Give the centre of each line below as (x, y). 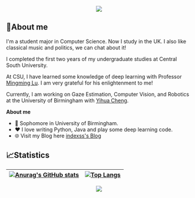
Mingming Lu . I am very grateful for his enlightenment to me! (80, 83)
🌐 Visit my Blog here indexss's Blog (58, 136)
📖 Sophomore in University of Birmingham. (66, 123)
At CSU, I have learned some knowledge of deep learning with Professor (94, 76)
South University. (27, 65)
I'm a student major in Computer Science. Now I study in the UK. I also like (96, 41)
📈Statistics (28, 155)
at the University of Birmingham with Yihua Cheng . (67, 100)
